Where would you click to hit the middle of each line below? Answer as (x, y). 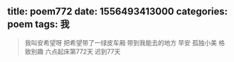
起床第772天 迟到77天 (89, 51)
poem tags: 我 (38, 24)
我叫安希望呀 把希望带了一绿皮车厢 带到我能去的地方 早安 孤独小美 (121, 42)
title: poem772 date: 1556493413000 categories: (117, 12)
